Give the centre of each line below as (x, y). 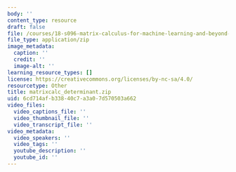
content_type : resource (42, 20)
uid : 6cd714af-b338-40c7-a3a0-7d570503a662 (72, 99)
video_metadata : (31, 131)
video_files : (26, 105)
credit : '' (29, 60)
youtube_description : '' (50, 151)
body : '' (20, 14)
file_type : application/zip (48, 40)
